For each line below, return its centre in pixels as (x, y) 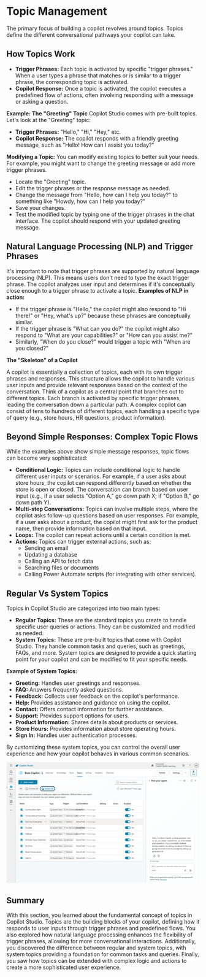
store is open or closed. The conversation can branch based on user (102, 490)
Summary (25, 900)
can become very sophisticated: (47, 458)
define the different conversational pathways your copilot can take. (91, 34)
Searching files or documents (62, 568)
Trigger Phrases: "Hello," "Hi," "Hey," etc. (68, 132)
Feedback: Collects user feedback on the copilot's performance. (97, 696)
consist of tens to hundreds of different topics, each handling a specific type (103, 411)
